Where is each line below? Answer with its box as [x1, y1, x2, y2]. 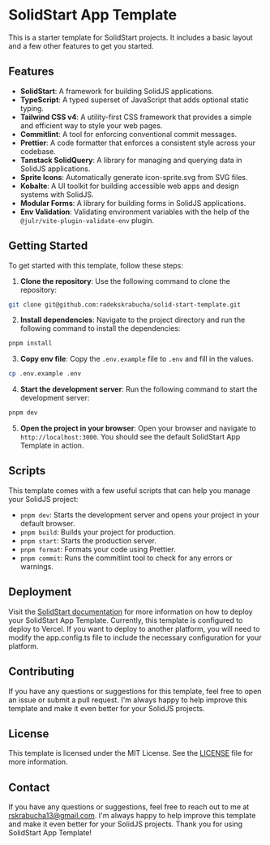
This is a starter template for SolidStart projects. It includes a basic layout [8, 32, 253, 42]
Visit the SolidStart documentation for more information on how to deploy [8, 607, 253, 616]
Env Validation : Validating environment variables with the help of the [19, 207, 250, 217]
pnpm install [8, 339, 53, 348]
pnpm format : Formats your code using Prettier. [19, 544, 176, 554]
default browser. [19, 518, 75, 528]
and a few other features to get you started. [8, 41, 154, 50]
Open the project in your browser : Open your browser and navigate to [19, 423, 257, 433]
